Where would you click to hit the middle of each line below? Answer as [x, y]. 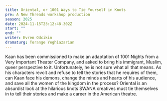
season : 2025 [19, 19]
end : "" [13, 33]
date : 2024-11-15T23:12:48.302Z [39, 24]
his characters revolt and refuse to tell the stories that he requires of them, [82, 72]
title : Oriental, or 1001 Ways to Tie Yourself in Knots [66, 10]
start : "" [15, 28]
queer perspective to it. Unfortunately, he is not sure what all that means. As [83, 67]
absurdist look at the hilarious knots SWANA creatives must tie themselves [82, 88]
